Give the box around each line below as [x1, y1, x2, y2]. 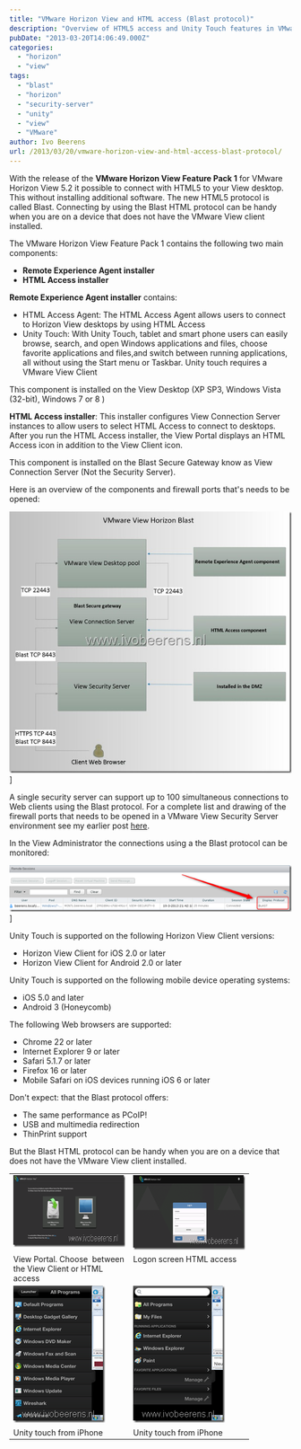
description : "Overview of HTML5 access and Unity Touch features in [9, 23, 275, 33]
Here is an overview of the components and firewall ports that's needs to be [9, 483, 290, 494]
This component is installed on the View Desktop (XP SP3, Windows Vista [9, 384, 281, 394]
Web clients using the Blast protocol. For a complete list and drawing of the [9, 801, 287, 812]
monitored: [9, 847, 49, 858]
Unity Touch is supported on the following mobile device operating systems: [9, 975, 291, 985]
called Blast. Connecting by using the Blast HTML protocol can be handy [9, 201, 278, 212]
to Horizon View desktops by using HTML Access [21, 319, 206, 330]
